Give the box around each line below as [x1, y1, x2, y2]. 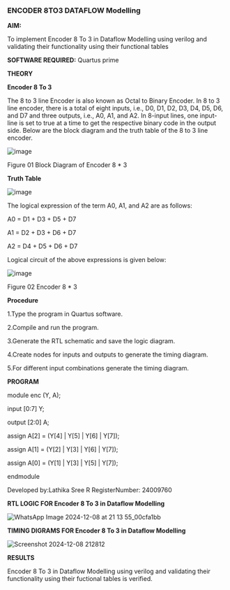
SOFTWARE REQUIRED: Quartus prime [7, 56, 120, 64]
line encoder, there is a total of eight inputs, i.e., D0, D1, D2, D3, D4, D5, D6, [7, 104, 224, 113]
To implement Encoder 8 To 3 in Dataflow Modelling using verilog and [7, 35, 208, 43]
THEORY [7, 69, 33, 78]
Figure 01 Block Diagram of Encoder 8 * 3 [7, 161, 128, 169]
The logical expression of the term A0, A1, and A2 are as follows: [7, 201, 193, 210]
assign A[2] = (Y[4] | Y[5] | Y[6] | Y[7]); [7, 432, 120, 440]
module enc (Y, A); [7, 391, 61, 400]
